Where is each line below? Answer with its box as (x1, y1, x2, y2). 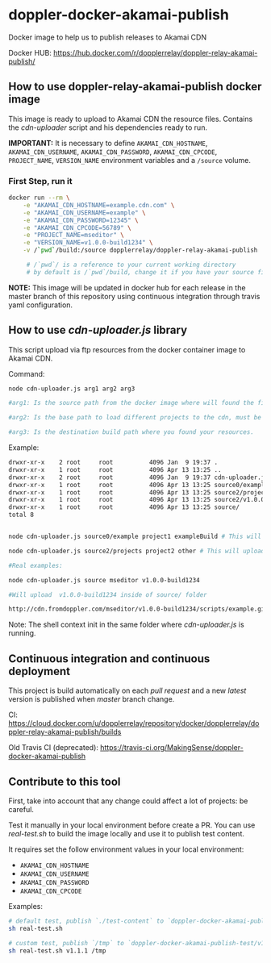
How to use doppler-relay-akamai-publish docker (8, 80, 262, 94)
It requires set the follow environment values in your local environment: (8, 844, 244, 854)
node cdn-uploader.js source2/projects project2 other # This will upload (8, 547, 265, 555)
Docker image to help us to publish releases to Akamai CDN (8, 32, 207, 42)
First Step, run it (8, 175, 73, 186)
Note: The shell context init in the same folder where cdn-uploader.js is (8, 619, 244, 630)
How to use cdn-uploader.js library (8, 323, 188, 337)
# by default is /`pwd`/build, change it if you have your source (26, 268, 254, 276)
